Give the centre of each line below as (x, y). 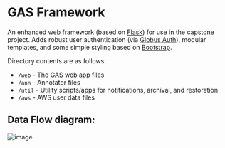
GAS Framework (56, 12)
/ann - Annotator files (49, 82)
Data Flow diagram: (51, 120)
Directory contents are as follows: (57, 60)
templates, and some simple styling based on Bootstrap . (90, 47)
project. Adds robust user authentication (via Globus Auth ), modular (107, 39)
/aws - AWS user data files (56, 97)
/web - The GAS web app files (61, 75)
